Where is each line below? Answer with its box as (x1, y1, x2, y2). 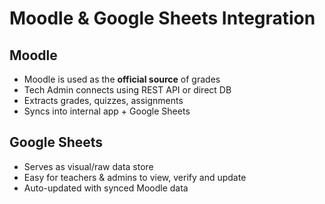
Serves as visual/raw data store (23, 160, 154, 172)
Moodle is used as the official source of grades (23, 73, 221, 85)
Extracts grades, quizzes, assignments (23, 95, 184, 106)
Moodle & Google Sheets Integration (9, 7, 316, 30)
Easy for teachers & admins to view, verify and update (23, 171, 247, 183)
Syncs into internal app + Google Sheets (23, 105, 191, 117)
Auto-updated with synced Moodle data (23, 182, 189, 194)
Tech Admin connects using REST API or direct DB (23, 84, 232, 96)
